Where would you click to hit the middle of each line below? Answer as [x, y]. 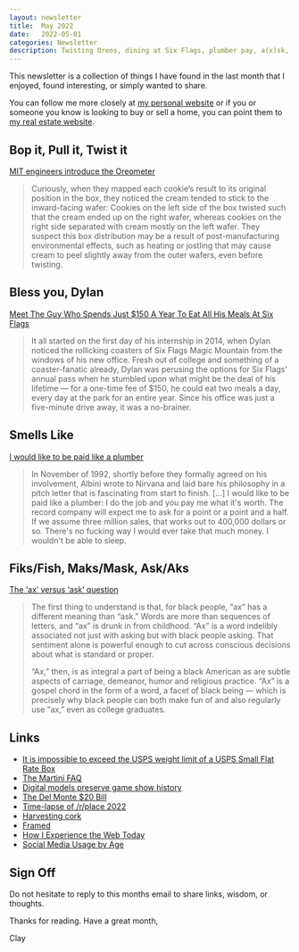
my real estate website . [52, 122]
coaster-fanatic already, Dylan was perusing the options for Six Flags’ [159, 369]
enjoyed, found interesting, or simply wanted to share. [108, 86]
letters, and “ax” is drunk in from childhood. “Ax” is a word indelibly [154, 626]
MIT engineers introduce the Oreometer [83, 171]
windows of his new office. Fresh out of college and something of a [155, 360]
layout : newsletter [46, 17]
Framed [36, 825]
